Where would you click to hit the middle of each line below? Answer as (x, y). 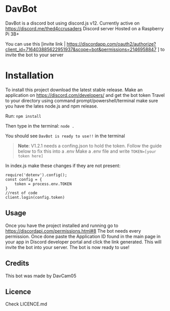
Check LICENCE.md (26, 304)
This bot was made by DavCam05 (41, 276)
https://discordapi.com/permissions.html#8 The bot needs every (73, 231)
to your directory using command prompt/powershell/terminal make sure (82, 100)
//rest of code (21, 193)
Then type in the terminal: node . (40, 126)
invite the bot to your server (34, 55)
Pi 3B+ (12, 34)
